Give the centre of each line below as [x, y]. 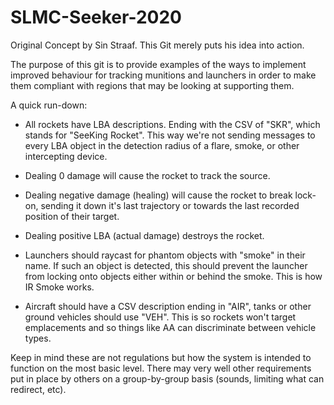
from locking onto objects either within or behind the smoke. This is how [173, 276]
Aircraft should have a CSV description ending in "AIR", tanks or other [168, 306]
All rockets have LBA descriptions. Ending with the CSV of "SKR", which [172, 124]
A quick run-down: [49, 105]
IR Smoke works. [59, 287]
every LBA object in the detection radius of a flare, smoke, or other [162, 145]
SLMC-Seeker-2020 [96, 17]
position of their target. [72, 216]
